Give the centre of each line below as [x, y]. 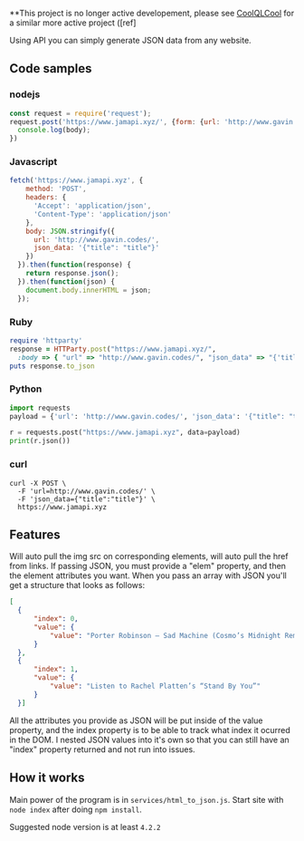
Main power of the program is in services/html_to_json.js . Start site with [147, 799]
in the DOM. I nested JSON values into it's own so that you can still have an [149, 739]
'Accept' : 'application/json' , [92, 206]
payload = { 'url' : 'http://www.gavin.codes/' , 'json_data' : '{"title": [147, 416]
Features [35, 534]
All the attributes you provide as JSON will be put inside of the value [136, 720]
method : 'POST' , [57, 189]
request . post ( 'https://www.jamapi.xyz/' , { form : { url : [115, 121]
